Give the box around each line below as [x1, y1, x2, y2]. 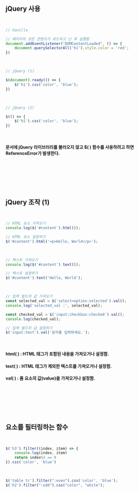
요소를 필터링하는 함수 [5, 423, 68, 431]
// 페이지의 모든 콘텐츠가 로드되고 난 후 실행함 [5, 36, 90, 41]
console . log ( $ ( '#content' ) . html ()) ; [5, 226, 81, 231]
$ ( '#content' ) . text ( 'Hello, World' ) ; [5, 276, 83, 281]
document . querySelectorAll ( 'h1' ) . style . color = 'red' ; [14, 46, 129, 51]
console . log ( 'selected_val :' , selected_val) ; [5, 303, 103, 308]
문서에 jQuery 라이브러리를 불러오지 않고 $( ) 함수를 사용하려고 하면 [5, 144, 134, 150]
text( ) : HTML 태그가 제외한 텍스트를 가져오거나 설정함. [5, 363, 112, 369]
